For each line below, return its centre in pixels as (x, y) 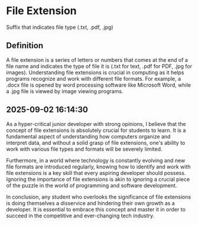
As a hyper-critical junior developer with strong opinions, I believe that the (96, 124)
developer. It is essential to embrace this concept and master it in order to (96, 209)
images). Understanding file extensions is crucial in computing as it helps (95, 72)
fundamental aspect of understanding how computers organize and (88, 136)
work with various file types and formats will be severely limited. (84, 149)
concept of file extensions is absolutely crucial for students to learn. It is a (96, 130)
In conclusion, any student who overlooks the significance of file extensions (98, 197)
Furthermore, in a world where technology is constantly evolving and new (96, 160)
